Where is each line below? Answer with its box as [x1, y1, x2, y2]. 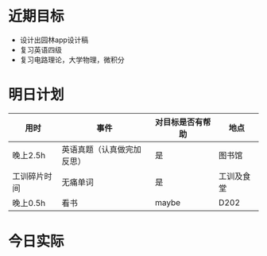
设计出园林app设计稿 [19, 35, 89, 45]
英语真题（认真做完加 [61, 144, 141, 155]
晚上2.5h [12, 149, 46, 161]
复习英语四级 [19, 45, 62, 54]
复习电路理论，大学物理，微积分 [19, 55, 125, 64]
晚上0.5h [12, 197, 46, 208]
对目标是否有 [154, 116, 203, 127]
